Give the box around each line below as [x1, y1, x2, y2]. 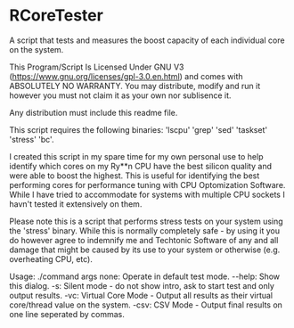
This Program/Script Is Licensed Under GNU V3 [9, 61, 184, 72]
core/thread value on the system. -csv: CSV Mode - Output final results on [9, 299, 283, 310]
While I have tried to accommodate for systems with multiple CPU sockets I [9, 189, 285, 200]
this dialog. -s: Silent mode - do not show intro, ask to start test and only [9, 280, 274, 291]
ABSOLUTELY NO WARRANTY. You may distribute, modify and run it [9, 80, 261, 91]
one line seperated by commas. [9, 308, 125, 319]
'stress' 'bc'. [9, 134, 54, 144]
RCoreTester [9, 5, 104, 26]
